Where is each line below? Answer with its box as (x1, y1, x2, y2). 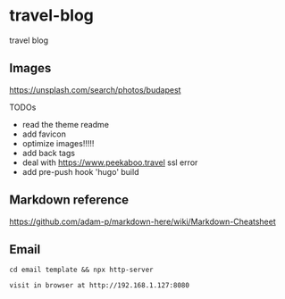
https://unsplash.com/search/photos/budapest (9, 84, 181, 95)
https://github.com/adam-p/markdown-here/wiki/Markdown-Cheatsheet (9, 216, 277, 227)
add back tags (21, 147, 76, 158)
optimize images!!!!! (21, 137, 95, 148)
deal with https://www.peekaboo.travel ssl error (21, 157, 198, 168)
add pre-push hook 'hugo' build (21, 166, 139, 177)
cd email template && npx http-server (9, 265, 154, 275)
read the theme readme (21, 119, 110, 129)
